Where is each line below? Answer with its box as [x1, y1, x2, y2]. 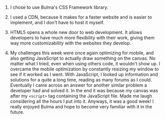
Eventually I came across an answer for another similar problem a [10, 82, 147, 88]
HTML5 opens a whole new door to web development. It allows [10, 29, 142, 35]
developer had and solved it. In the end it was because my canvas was [10, 88, 158, 93]
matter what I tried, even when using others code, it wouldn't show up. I [10, 61, 160, 66]
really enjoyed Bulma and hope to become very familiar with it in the [10, 104, 152, 109]
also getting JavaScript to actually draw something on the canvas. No [10, 55, 156, 61]
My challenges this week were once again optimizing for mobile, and [10, 50, 154, 56]
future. [10, 109, 24, 115]
